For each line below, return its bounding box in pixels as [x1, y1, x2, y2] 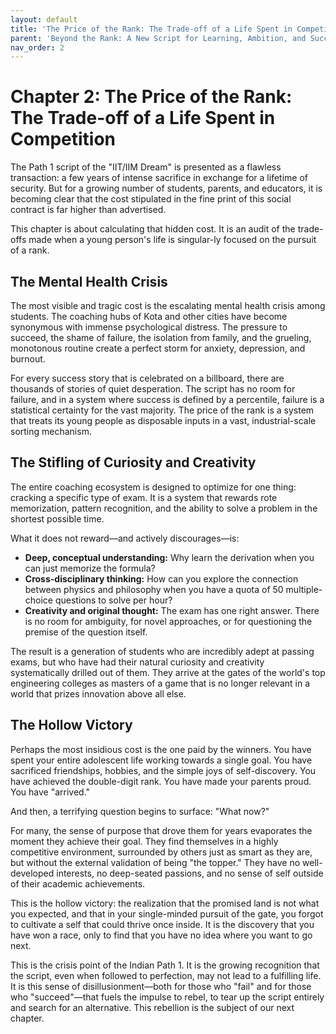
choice [24, 594, 54, 606]
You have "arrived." [10, 786, 91, 798]
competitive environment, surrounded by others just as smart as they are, [10, 846, 313, 858]
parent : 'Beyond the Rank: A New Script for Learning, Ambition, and [10, 33, 307, 43]
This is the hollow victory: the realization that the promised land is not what [10, 897, 320, 909]
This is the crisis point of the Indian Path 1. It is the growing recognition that [10, 959, 320, 971]
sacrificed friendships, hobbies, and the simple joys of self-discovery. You [10, 764, 317, 776]
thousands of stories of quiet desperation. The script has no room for [10, 383, 296, 395]
